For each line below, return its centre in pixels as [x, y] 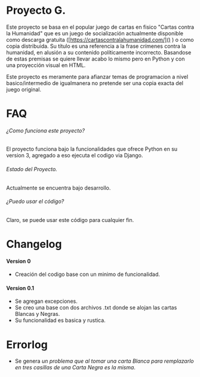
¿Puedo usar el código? [35, 202]
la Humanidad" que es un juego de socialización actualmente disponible [95, 33]
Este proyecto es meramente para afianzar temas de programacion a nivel [97, 77]
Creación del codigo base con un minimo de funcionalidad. [87, 274]
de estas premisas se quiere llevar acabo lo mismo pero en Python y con [96, 59]
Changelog [34, 244]
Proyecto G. [36, 10]
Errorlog [27, 344]
